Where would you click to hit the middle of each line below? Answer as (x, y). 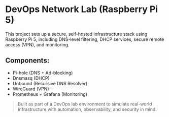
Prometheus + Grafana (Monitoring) (50, 94)
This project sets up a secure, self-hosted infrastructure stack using (76, 34)
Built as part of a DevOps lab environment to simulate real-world (85, 104)
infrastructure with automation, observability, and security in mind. (87, 109)
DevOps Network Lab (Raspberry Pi (82, 9)
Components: (27, 61)
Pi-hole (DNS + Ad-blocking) (43, 73)
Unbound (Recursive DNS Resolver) (50, 83)
